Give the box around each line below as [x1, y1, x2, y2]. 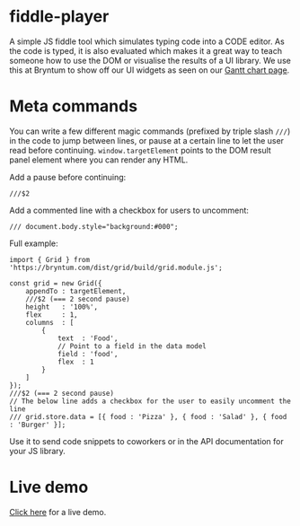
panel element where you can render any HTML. [9, 154, 189, 165]
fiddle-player [9, 6, 110, 27]
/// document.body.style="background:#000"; [9, 222, 179, 231]
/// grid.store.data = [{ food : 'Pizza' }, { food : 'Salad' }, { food [9, 412, 287, 421]
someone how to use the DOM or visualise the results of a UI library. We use [9, 55, 292, 66]
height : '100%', [25, 302, 99, 311]
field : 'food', [57, 349, 119, 358]
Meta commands [9, 96, 137, 117]
